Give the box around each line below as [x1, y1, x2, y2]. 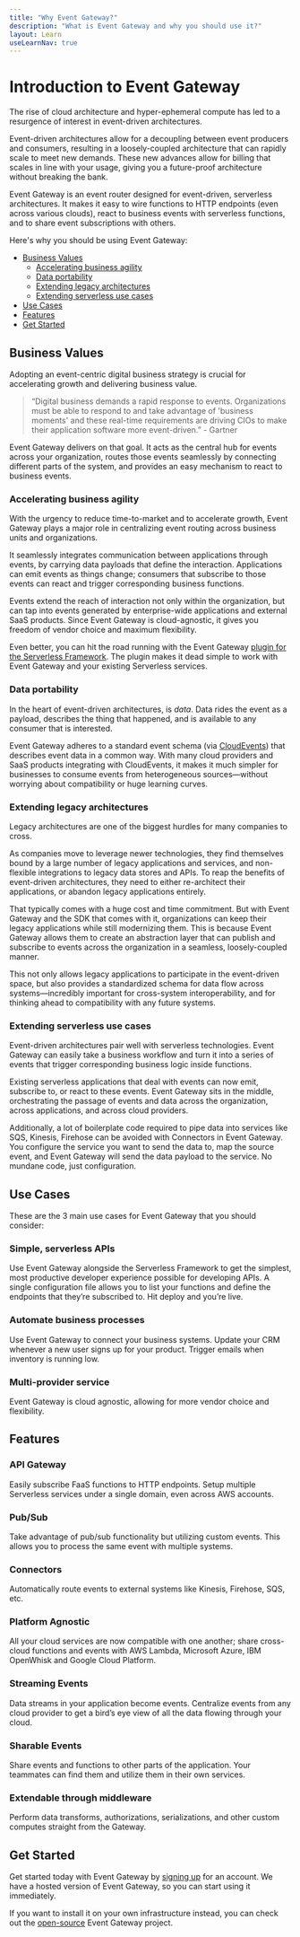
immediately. [9, 1890, 56, 1901]
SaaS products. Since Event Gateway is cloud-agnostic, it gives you [9, 615, 260, 626]
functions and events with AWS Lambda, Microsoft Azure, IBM [31, 1645, 261, 1656]
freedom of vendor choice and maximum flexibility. [9, 625, 197, 635]
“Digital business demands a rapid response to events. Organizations [30, 396, 287, 407]
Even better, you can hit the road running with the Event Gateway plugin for [9, 642, 287, 653]
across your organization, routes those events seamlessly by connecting [9, 451, 277, 462]
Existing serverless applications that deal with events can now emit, [9, 1076, 259, 1087]
